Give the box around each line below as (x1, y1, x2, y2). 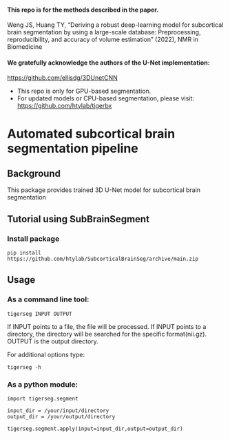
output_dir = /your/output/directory (7, 414, 116, 420)
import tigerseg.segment (7, 396, 79, 403)
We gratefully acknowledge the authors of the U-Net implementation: (7, 58, 210, 67)
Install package (7, 234, 60, 244)
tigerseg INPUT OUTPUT (7, 310, 72, 317)
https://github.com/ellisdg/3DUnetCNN (7, 74, 118, 82)
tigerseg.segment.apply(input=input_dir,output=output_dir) (7, 425, 184, 433)
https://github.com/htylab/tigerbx (17, 102, 112, 110)
